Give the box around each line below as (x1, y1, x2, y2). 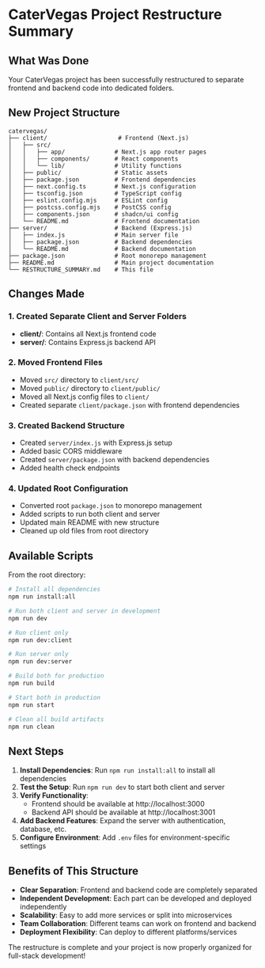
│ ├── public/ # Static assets (8, 169, 168, 177)
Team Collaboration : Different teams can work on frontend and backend (19, 919, 257, 928)
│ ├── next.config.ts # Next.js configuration (8, 182, 196, 191)
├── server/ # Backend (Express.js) (8, 224, 193, 232)
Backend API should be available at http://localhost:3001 (31, 807, 216, 817)
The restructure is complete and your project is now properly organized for (8, 943, 252, 952)
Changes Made (8, 287, 85, 301)
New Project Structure (8, 106, 120, 120)
